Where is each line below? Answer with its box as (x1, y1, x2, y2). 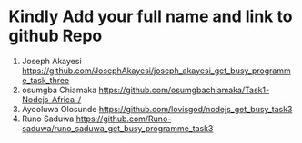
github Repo (8, 25, 103, 46)
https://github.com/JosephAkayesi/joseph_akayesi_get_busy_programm (21, 65, 292, 76)
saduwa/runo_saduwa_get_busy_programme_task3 (21, 122, 214, 133)
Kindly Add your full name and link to (8, 6, 293, 27)
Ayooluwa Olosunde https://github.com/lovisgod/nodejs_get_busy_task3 (21, 103, 293, 114)
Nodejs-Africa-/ (21, 93, 82, 105)
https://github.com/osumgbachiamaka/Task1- (98, 84, 270, 95)
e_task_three (21, 74, 70, 85)
